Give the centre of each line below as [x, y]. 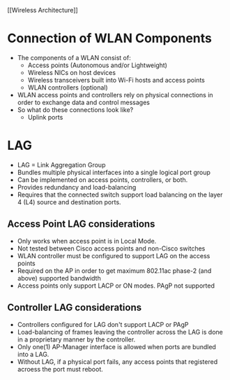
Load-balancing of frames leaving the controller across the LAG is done [120, 332]
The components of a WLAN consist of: [74, 57]
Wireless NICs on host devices [72, 72]
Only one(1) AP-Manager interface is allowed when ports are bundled [116, 346]
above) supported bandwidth [59, 278]
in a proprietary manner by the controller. [76, 339]
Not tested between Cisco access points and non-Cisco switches [111, 248]
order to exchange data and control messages [83, 102]
